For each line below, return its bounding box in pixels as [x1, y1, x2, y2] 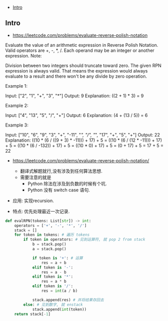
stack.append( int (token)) [32, 307, 87, 312]
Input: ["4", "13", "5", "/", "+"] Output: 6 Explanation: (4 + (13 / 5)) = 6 [5, 112, 148, 118]
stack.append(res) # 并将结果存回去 [32, 297, 104, 302]
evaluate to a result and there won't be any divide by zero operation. [5, 73, 147, 79]
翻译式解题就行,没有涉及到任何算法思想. [20, 168, 102, 174]
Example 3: [5, 122, 29, 128]
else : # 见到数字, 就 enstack [23, 302, 83, 307]
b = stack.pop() [32, 242, 67, 247]
